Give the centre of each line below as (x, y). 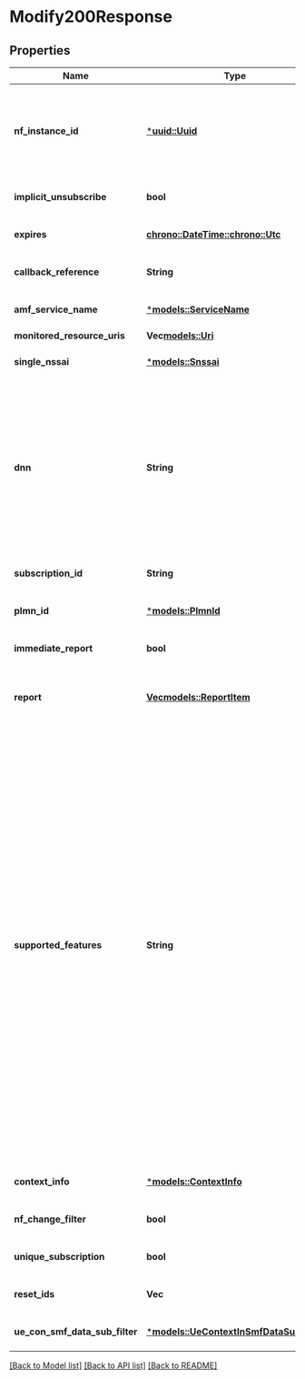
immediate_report (54, 648)
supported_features (58, 945)
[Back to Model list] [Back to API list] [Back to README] (113, 1365)
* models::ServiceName (198, 309)
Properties (40, 50)
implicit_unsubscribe (60, 197)
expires (30, 234)
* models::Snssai (183, 362)
